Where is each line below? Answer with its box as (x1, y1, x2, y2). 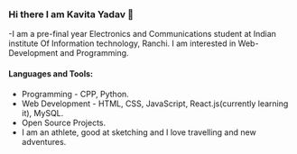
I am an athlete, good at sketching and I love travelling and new (21, 126, 256, 138)
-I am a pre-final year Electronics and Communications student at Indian (8, 29, 277, 40)
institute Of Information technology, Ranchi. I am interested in (8, 38, 237, 49)
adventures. (21, 136, 67, 147)
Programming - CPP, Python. (21, 88, 130, 99)
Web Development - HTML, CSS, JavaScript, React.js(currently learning (21, 98, 289, 109)
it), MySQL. (21, 107, 64, 118)
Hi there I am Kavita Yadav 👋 (8, 8, 135, 21)
